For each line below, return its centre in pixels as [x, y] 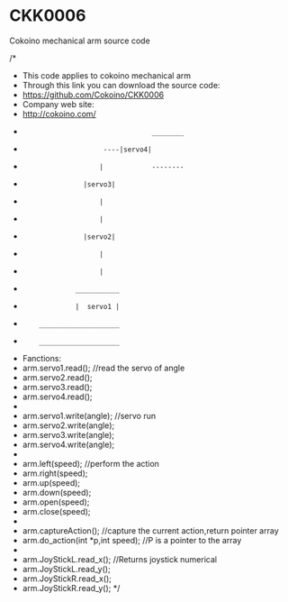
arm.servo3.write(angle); [68, 434]
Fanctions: [41, 358]
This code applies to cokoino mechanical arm [107, 75]
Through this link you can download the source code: [121, 85]
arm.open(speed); [56, 502]
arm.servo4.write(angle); [68, 444]
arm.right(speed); [55, 473]
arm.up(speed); [51, 482]
